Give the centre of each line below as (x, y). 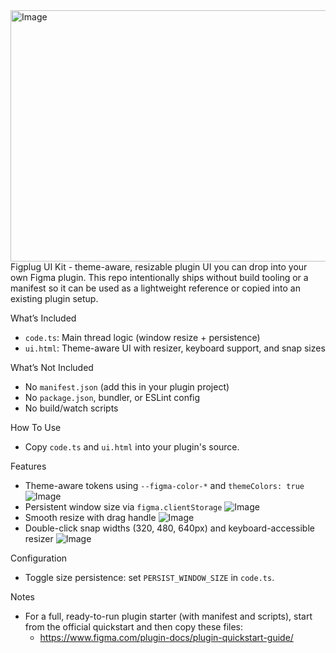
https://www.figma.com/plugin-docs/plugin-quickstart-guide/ (166, 637)
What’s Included (43, 318)
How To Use (36, 427)
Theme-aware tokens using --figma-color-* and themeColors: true (164, 485)
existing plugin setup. (54, 298)
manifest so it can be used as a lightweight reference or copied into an (155, 288)
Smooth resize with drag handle (90, 517)
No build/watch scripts (71, 408)
